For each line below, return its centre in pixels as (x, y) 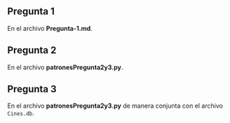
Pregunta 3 (32, 89)
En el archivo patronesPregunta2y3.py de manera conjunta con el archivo (115, 106)
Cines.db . (21, 113)
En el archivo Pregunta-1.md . (50, 28)
